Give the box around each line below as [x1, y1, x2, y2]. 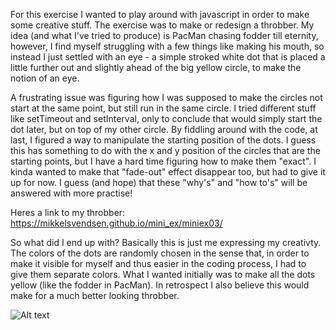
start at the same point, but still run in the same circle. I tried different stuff [10, 102, 317, 114]
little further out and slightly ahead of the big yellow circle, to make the [10, 62, 302, 73]
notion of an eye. [10, 72, 80, 84]
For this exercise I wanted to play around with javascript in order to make [10, 9, 310, 20]
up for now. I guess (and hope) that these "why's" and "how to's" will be [10, 177, 308, 188]
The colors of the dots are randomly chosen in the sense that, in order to [10, 247, 310, 259]
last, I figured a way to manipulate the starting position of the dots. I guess [10, 134, 317, 146]
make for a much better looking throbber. [10, 290, 180, 301]
